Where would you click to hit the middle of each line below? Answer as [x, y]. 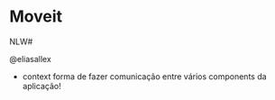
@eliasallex [30, 59]
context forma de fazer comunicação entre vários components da [145, 76]
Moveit [36, 17]
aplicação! [41, 86]
